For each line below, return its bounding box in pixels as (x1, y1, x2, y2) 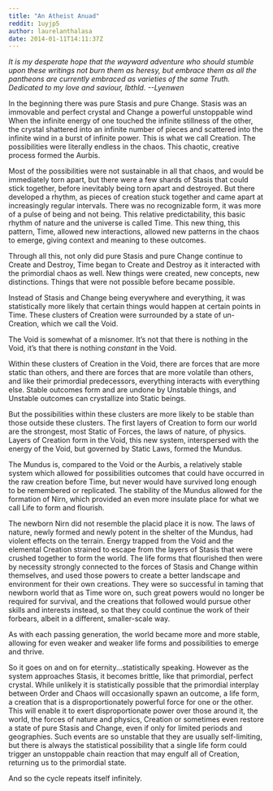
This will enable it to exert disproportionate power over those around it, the (8, 706, 258, 716)
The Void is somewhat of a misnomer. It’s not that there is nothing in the (8, 334, 249, 344)
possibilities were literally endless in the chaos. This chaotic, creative (8, 142, 240, 151)
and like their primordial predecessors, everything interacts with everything (8, 376, 260, 387)
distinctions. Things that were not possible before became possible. (8, 278, 236, 287)
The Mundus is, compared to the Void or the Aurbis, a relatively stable (8, 460, 243, 470)
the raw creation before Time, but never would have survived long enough (8, 477, 258, 487)
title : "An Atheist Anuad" (8, 11, 100, 20)
